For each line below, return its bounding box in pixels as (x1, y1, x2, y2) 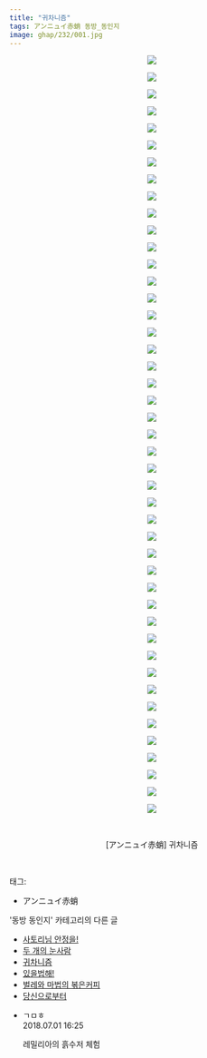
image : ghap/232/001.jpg (9, 30, 103, 39)
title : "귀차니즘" (9, 13, 71, 23)
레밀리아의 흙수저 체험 (22, 1039, 101, 1050)
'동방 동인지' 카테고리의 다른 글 (9, 915, 118, 926)
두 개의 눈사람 (22, 945, 71, 956)
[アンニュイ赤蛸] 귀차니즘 (105, 839, 199, 850)
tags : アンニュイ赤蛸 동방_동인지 (9, 22, 120, 31)
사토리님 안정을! (22, 934, 79, 945)
